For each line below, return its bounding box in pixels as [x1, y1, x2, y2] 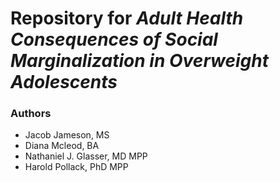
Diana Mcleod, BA [24, 140, 100, 152]
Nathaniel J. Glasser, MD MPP [24, 150, 148, 162]
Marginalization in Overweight [10, 50, 269, 72]
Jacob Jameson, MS [24, 129, 110, 141]
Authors [10, 107, 52, 121]
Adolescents [10, 71, 118, 94]
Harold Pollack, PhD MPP [24, 161, 129, 173]
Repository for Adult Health [10, 7, 244, 30]
